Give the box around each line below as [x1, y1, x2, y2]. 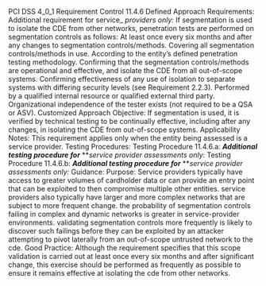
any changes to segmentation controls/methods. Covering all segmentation [8, 41, 255, 50]
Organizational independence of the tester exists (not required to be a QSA [8, 99, 253, 109]
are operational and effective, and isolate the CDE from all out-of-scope [8, 66, 243, 75]
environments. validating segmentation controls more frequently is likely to [8, 218, 253, 227]
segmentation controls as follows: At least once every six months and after [8, 32, 253, 41]
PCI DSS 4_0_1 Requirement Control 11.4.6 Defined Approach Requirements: [8, 7, 255, 16]
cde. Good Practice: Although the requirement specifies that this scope [8, 243, 241, 253]
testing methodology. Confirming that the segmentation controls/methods [8, 57, 249, 67]
